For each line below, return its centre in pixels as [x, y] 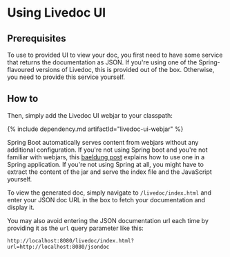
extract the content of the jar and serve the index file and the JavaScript [109, 172]
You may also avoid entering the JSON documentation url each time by [108, 220]
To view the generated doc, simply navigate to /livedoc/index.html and [109, 193]
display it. [21, 207]
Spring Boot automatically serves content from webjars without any [103, 142]
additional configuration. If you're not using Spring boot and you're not [108, 150]
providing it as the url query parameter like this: [75, 228]
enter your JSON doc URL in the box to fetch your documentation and [106, 200]
